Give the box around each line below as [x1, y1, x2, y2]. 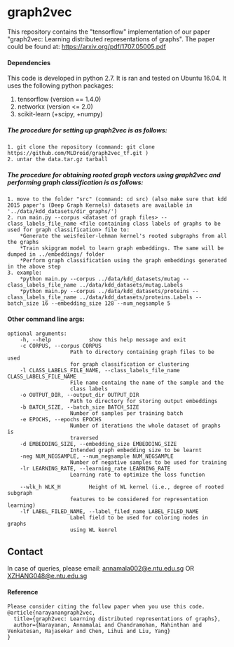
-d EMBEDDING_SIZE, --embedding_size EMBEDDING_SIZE [20, 441, 177, 448]
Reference [7, 587, 39, 596]
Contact [7, 545, 43, 557]
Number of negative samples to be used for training [69, 459, 228, 466]
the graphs [7, 239, 39, 246]
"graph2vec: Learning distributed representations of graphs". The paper [7, 34, 215, 43]
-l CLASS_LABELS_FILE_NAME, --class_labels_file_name [20, 367, 180, 374]
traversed [69, 435, 99, 442]
